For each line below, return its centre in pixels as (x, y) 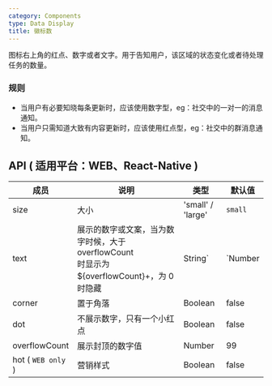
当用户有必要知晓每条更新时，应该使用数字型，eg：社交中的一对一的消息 (141, 107)
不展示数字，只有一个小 (121, 319)
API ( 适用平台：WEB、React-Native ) (103, 166)
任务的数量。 (30, 65)
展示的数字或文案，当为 (121, 229)
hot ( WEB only (39, 360)
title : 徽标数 (30, 31)
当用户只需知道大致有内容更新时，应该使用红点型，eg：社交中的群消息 (138, 127)
